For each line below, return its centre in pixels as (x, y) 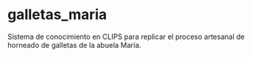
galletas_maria (57, 15)
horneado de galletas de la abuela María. (74, 44)
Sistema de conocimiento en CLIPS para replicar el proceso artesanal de (126, 37)
